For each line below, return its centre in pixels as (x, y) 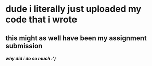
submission (24, 46)
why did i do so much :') (31, 59)
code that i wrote (41, 20)
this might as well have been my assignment (76, 38)
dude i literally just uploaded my (73, 9)
